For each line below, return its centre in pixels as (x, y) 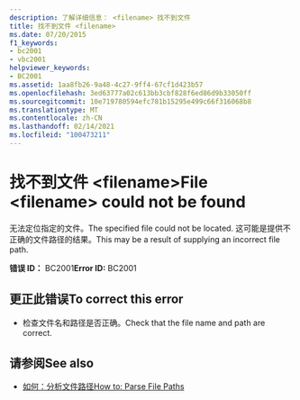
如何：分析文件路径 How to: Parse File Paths (103, 386)
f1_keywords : (34, 43)
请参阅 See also (52, 364)
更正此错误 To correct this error (96, 300)
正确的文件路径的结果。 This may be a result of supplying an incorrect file (145, 239)
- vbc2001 (28, 59)
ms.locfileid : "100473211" (60, 135)
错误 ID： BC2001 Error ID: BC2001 (73, 268)
